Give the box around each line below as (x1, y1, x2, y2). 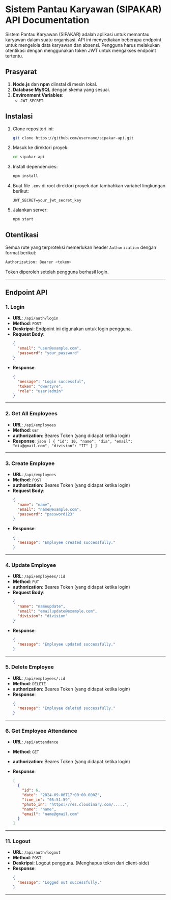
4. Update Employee (5, 561, 56, 568)
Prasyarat (5, 68, 37, 76)
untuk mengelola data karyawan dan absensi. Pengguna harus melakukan (5, 42, 160, 48)
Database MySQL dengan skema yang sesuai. (12, 86, 110, 93)
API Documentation (5, 14, 90, 26)
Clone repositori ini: (12, 126, 54, 132)
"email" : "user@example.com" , (17, 346, 81, 351)
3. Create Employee (5, 459, 55, 467)
